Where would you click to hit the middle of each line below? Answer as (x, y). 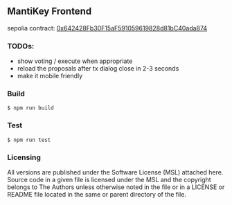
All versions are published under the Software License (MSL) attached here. (115, 172)
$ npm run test (29, 140)
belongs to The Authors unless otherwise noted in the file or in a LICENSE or (116, 187)
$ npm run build (30, 108)
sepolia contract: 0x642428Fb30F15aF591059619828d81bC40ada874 (107, 28)
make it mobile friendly (50, 76)
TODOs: (21, 46)
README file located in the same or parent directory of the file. (97, 194)
